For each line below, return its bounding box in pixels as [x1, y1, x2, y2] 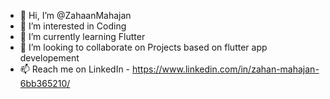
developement [19, 52, 80, 64]
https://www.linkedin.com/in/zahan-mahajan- [132, 63, 320, 75]
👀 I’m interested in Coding [19, 20, 127, 32]
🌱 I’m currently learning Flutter [19, 31, 146, 42]
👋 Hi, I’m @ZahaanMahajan [19, 10, 132, 21]
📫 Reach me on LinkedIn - [19, 63, 131, 75]
